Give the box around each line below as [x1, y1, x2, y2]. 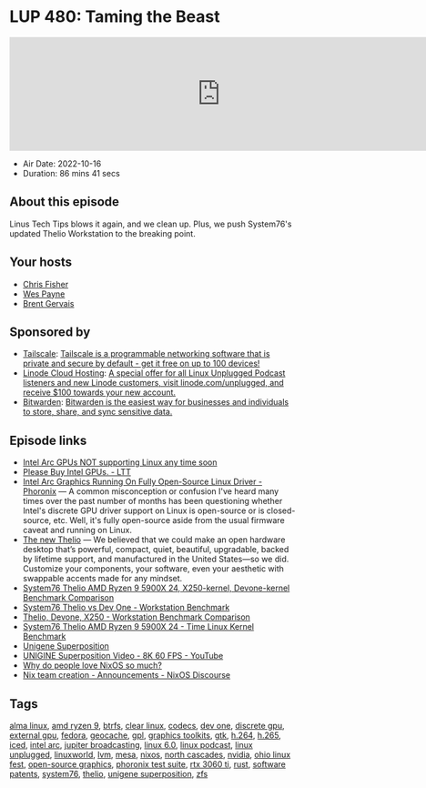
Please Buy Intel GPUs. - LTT [22, 467, 132, 478]
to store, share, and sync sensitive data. [22, 407, 173, 418]
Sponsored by [9, 324, 91, 339]
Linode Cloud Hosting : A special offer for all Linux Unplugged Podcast [22, 368, 286, 379]
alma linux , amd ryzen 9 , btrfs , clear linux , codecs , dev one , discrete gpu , [9, 721, 285, 731]
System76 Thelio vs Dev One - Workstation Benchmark [22, 602, 230, 613]
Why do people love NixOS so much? [22, 660, 162, 671]
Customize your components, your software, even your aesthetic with [22, 563, 285, 574]
